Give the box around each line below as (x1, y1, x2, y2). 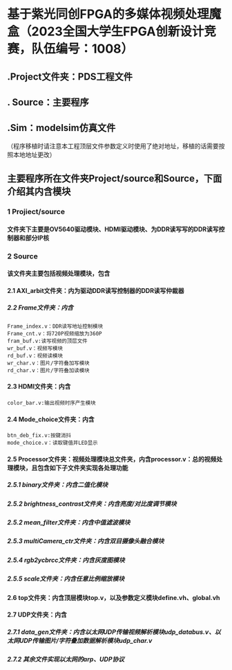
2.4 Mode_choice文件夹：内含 (7, 415, 95, 423)
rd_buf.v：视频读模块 (7, 352, 64, 359)
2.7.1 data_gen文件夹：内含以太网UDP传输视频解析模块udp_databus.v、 (7, 628, 215, 636)
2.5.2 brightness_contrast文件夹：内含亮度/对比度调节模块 (7, 500, 177, 508)
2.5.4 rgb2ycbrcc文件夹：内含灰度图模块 (7, 556, 126, 564)
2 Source (7, 251, 38, 261)
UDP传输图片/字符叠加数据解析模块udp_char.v (19, 636, 153, 644)
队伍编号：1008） (31, 41, 134, 57)
